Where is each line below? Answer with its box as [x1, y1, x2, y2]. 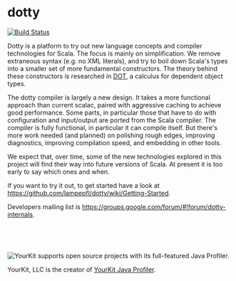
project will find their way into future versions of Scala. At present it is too [7, 159, 223, 168]
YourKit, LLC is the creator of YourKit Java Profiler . [7, 265, 156, 274]
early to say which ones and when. [7, 167, 110, 176]
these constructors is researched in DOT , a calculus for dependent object [7, 72, 223, 80]
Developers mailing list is [7, 202, 81, 211]
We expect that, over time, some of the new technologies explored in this [7, 152, 222, 161]
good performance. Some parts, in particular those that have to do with [7, 108, 217, 117]
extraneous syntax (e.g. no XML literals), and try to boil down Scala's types [7, 56, 228, 65]
